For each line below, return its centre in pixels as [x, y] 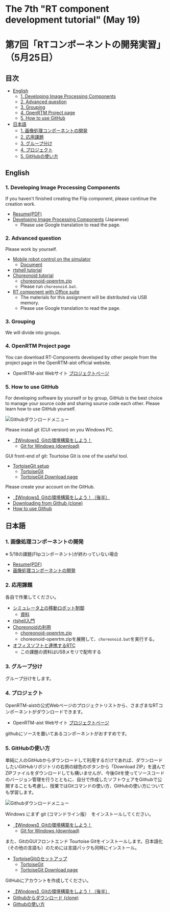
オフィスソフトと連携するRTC [44, 646]
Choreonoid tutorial [33, 275]
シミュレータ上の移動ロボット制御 [48, 608]
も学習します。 [21, 792]
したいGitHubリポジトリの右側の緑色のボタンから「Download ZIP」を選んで [85, 766]
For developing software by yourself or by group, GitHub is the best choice [84, 398]
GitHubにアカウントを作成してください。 [48, 880]
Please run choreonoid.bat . [49, 286]
